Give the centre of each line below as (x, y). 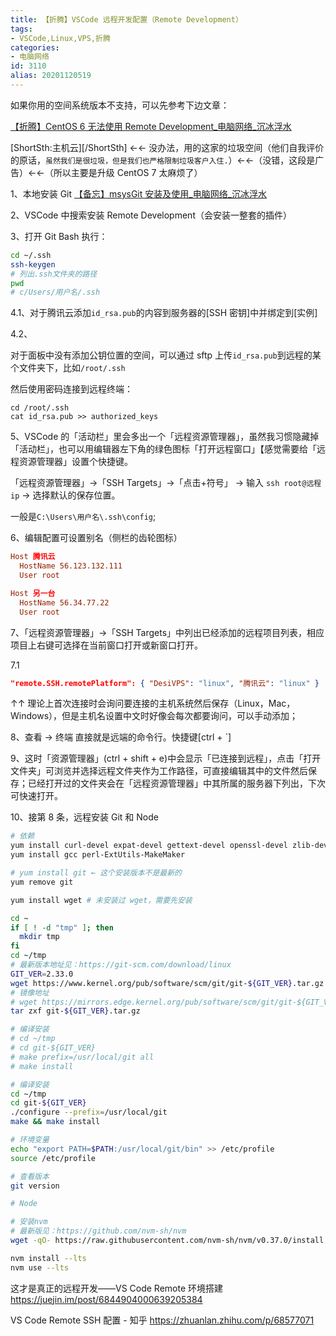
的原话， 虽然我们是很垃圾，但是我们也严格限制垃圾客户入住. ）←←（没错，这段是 (163, 160)
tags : (21, 29)
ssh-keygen (33, 264)
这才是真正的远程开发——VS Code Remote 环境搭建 (117, 1288)
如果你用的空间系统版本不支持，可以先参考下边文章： (120, 105)
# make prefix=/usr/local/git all (82, 1057)
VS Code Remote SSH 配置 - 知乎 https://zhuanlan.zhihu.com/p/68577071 (162, 1320)
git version (35, 1186)
